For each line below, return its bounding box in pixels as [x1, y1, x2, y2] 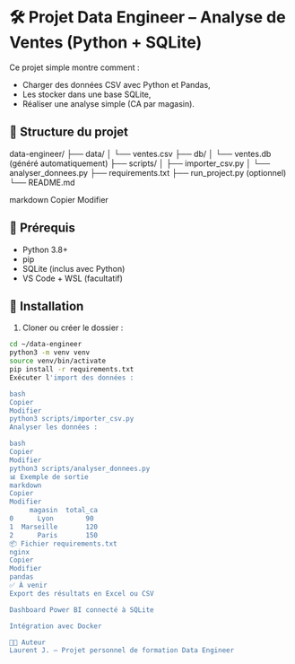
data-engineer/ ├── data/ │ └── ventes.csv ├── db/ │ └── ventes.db [9, 148, 272, 159]
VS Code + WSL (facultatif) [22, 273, 124, 284]
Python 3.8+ [22, 244, 69, 255]
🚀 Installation [9, 298, 84, 314]
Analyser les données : [9, 423, 99, 432]
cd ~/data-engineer [9, 340, 82, 349]
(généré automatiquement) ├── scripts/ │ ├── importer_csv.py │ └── [9, 158, 271, 169]
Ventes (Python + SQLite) [9, 32, 203, 53]
